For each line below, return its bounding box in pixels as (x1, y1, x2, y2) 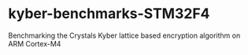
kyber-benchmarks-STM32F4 (8, 5, 210, 23)
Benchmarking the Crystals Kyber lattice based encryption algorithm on (8, 31, 241, 40)
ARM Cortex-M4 (8, 38, 61, 48)
